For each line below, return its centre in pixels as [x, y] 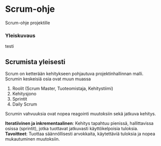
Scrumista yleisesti [35, 62]
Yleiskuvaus [20, 36]
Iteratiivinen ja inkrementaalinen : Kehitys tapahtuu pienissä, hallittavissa [79, 123]
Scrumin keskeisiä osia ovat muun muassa [48, 79]
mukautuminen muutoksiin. [32, 139]
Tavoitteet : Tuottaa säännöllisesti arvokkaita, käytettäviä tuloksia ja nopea [80, 134]
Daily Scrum [25, 104]
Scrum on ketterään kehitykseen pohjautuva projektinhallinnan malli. [74, 74]
